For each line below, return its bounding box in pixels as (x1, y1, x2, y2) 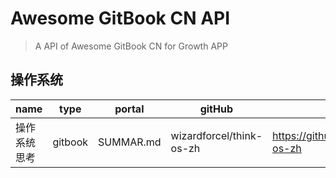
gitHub (199, 102, 233, 116)
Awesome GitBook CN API (10, 7, 231, 30)
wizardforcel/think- (170, 128, 263, 142)
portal (114, 102, 145, 116)
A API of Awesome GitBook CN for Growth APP (34, 40, 228, 52)
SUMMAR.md (98, 135, 162, 149)
